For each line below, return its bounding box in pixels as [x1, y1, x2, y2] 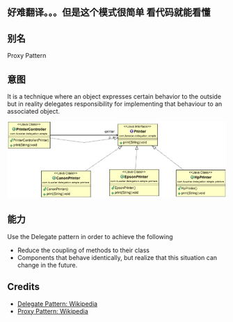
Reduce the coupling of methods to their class [17, 246, 150, 254]
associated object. [7, 107, 61, 116]
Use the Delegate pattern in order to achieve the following [7, 232, 173, 240]
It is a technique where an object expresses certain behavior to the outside [7, 93, 221, 101]
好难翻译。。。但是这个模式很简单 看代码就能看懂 [7, 6, 211, 19]
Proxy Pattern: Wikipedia [17, 307, 88, 315]
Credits [7, 281, 40, 293]
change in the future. [17, 261, 78, 269]
